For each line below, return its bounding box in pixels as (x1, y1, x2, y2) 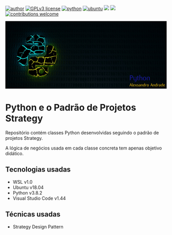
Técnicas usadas (5, 210, 60, 219)
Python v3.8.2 (12, 189, 42, 196)
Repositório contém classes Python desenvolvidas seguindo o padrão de (5, 130, 159, 136)
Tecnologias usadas (5, 165, 71, 174)
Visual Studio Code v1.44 (12, 195, 66, 201)
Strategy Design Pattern (12, 223, 64, 230)
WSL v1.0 (12, 179, 33, 185)
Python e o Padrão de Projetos (5, 102, 137, 114)
